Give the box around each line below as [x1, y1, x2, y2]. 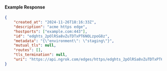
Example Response [4, 4, 45, 10]
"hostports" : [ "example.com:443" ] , [13, 29, 88, 34]
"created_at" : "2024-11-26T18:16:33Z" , [13, 20, 97, 25]
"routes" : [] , [13, 47, 43, 52]
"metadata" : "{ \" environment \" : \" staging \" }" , [13, 38, 114, 43]
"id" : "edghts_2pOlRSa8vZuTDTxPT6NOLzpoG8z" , [13, 33, 110, 38]
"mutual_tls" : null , [13, 43, 56, 48]
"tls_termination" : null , [13, 52, 68, 57]
